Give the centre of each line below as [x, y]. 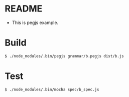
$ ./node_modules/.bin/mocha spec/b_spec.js [52, 89]
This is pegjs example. [35, 22]
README [24, 9]
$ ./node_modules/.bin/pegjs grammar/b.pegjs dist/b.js [64, 56]
